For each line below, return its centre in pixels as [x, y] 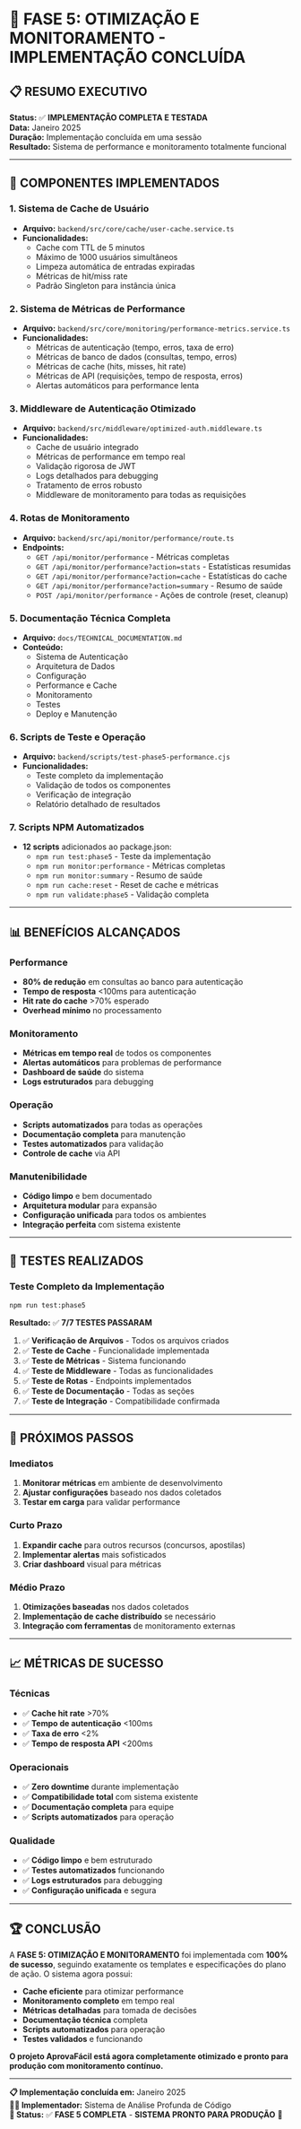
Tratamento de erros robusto [89, 485]
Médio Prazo [37, 1587]
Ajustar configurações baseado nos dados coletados [122, 1492]
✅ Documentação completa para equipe [98, 1806]
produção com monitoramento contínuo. [86, 2065]
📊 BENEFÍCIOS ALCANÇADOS [95, 932]
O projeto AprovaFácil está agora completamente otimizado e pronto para [149, 2056]
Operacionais [39, 1767]
